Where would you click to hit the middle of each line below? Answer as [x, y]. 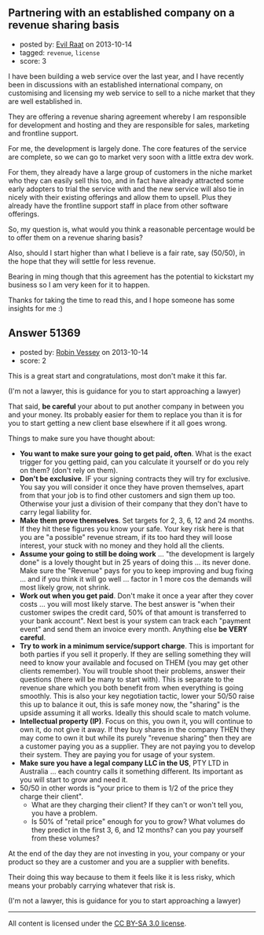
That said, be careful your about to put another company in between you [126, 406]
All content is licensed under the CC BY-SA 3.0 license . [97, 923]
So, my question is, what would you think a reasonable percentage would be [132, 229]
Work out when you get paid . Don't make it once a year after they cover [136, 595]
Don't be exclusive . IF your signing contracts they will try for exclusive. [135, 479]
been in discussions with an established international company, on [115, 84]
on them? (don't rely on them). [69, 470]
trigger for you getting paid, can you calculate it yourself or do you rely [134, 462]
